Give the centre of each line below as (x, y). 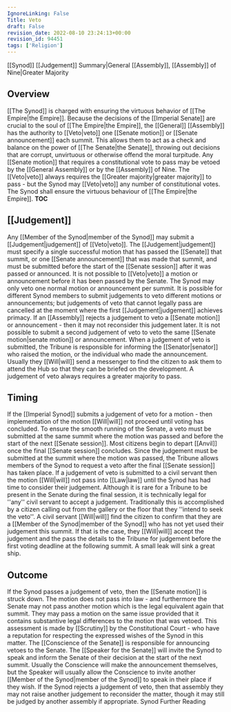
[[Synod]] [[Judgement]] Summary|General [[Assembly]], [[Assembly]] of (112, 65)
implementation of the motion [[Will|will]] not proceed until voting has (106, 422)
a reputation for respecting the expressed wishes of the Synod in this (105, 635)
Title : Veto (24, 20)
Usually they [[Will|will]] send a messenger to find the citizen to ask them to (114, 361)
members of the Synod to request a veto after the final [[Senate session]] (111, 465)
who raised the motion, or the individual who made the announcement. (108, 354)
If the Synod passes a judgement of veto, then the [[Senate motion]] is (107, 592)
